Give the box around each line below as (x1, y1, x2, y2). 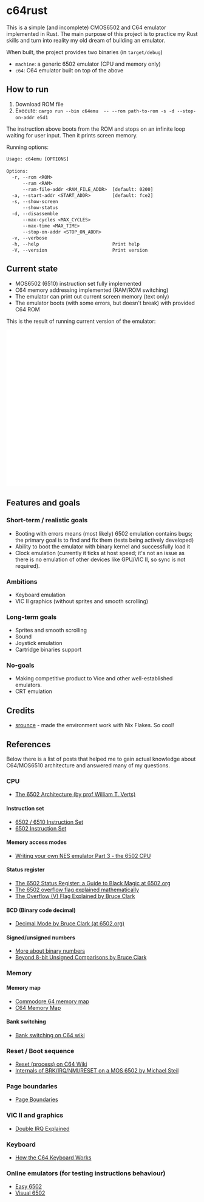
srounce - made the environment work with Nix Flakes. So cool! (15, 722, 174, 729)
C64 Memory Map (15, 1004, 61, 1011)
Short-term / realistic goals (6, 516, 88, 525)
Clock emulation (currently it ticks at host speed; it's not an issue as (15, 549, 185, 556)
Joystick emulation (15, 640, 63, 647)
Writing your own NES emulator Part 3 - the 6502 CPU (15, 852, 151, 859)
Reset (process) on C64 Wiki (15, 1060, 87, 1068)
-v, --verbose (12, 235, 47, 241)
